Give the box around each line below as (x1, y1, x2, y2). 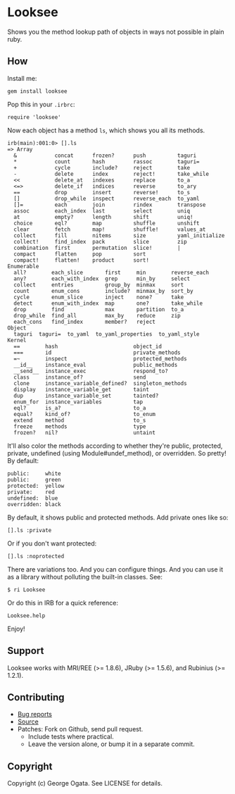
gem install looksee (7, 87, 68, 95)
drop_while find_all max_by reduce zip (13, 312, 181, 319)
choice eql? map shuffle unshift (13, 220, 200, 227)
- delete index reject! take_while (13, 170, 210, 177)
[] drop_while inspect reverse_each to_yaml (13, 195, 200, 202)
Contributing (7, 691, 65, 703)
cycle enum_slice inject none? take (13, 294, 184, 301)
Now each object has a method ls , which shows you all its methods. (7, 126, 205, 134)
